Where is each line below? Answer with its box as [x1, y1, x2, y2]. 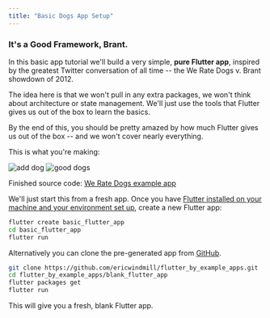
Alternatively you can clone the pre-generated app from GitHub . [8, 248, 222, 257]
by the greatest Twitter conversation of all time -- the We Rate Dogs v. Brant [8, 66, 261, 75]
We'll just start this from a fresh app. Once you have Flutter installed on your [8, 193, 262, 203]
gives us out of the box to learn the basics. [8, 107, 151, 117]
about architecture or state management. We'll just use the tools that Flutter [8, 98, 260, 108]
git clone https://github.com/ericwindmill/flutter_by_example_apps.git [8, 264, 259, 272]
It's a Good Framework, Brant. [8, 38, 129, 49]
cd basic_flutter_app [8, 226, 82, 234]
